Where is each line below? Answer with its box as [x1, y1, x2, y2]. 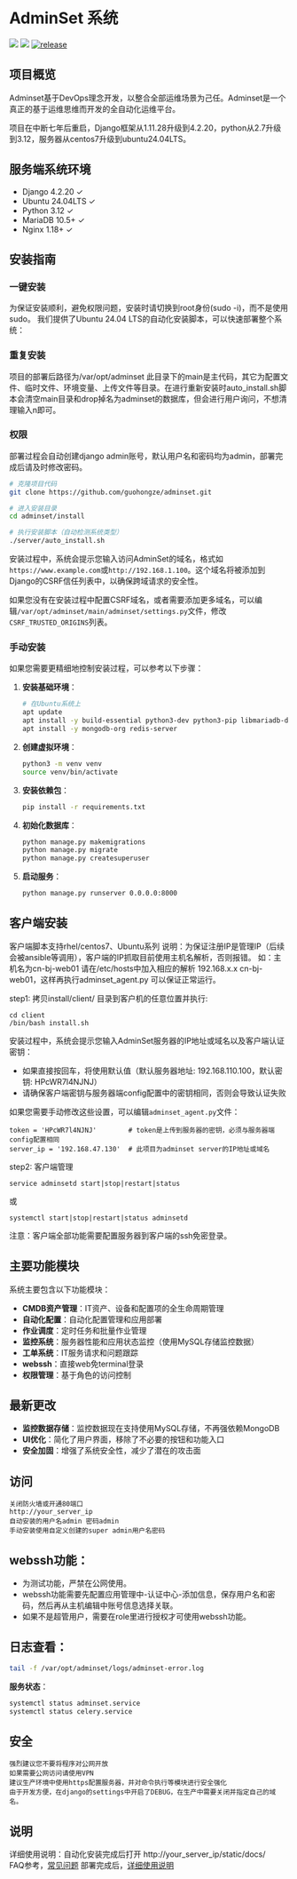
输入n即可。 [16, 404, 61, 415]
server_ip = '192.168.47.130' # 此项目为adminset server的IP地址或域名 [9, 1144, 270, 1153]
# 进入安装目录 [9, 504, 58, 513]
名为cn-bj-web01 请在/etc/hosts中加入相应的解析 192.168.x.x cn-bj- [16, 963, 263, 974]
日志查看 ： [9, 1640, 68, 1655]
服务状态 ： [9, 1681, 49, 1692]
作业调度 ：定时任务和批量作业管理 [21, 1325, 147, 1335]
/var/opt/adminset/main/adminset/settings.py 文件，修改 [17, 606, 227, 617]
